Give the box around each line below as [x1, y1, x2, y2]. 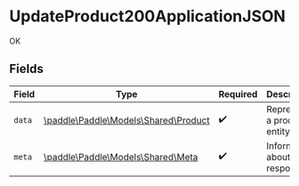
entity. [266, 125, 293, 137]
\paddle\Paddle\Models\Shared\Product [43, 114, 211, 126]
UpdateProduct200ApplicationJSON [9, 6, 287, 27]
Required [218, 87, 258, 100]
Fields [9, 61, 44, 77]
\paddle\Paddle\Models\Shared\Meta [43, 150, 198, 163]
